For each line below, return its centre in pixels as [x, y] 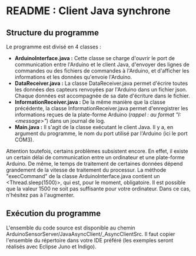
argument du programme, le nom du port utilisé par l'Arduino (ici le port [101, 133]
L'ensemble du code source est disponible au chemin [71, 228]
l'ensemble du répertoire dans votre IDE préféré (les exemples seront [90, 240]
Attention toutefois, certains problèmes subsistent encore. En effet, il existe [97, 151]
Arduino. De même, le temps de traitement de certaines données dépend [94, 164]
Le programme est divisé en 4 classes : [54, 47]
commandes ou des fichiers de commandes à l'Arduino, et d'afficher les [102, 71]
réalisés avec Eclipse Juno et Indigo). [51, 247]
